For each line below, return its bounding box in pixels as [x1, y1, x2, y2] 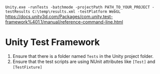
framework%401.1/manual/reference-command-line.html [5, 19, 124, 25]
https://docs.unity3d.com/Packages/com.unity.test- [5, 14, 113, 20]
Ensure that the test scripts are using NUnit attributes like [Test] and [12, 58, 155, 64]
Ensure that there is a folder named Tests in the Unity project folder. [12, 53, 154, 59]
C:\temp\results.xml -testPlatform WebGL [32, 9, 121, 14]
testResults [5, 9, 30, 14]
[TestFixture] [12, 64, 42, 70]
